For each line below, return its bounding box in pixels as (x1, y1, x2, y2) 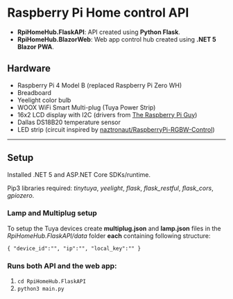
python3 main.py (17, 286, 64, 293)
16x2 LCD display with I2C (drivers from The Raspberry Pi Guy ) (17, 110, 198, 119)
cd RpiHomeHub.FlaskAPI (17, 278, 87, 285)
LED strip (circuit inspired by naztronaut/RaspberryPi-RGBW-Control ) (17, 125, 215, 133)
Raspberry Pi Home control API (7, 5, 189, 21)
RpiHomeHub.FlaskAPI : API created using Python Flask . (17, 28, 180, 36)
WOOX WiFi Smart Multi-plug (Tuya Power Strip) (17, 103, 156, 112)
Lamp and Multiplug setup (7, 208, 97, 218)
